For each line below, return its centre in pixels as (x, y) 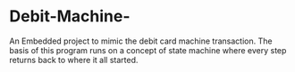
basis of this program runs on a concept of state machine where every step (148, 50)
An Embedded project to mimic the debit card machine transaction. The (141, 41)
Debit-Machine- (70, 16)
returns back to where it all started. (74, 60)
